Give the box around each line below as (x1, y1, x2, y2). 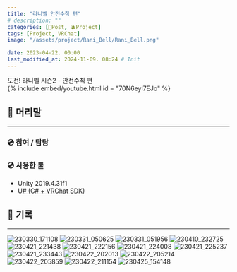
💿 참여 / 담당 (7, 137, 49, 147)
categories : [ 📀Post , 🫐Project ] (7, 23, 102, 30)
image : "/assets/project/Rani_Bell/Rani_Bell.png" (7, 37, 159, 44)
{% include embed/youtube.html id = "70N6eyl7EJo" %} (7, 84, 171, 93)
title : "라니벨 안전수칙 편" (7, 10, 81, 18)
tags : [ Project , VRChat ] (7, 30, 80, 37)
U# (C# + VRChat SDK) (17, 187, 85, 195)
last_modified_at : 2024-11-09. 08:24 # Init (7, 56, 140, 64)
